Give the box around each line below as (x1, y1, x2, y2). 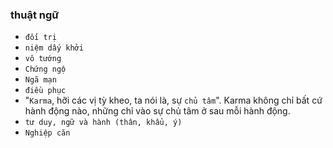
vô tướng (24, 54, 62, 64)
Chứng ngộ (24, 64, 67, 75)
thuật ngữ (10, 8, 60, 22)
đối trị (24, 33, 57, 43)
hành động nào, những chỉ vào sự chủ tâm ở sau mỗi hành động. (24, 105, 291, 117)
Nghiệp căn (24, 128, 71, 138)
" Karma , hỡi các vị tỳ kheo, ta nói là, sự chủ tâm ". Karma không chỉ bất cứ (24, 94, 323, 107)
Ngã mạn (24, 75, 57, 85)
